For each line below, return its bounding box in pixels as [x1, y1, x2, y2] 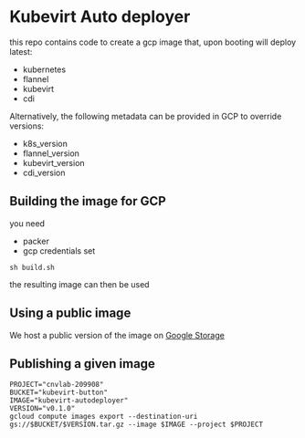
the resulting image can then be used [9, 278, 150, 289]
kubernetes [22, 64, 67, 75]
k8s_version [22, 138, 68, 149]
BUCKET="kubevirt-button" [9, 388, 108, 398]
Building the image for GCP [9, 193, 166, 209]
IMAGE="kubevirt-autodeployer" [9, 396, 129, 405]
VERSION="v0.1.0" [9, 404, 76, 413]
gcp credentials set [22, 245, 96, 256]
